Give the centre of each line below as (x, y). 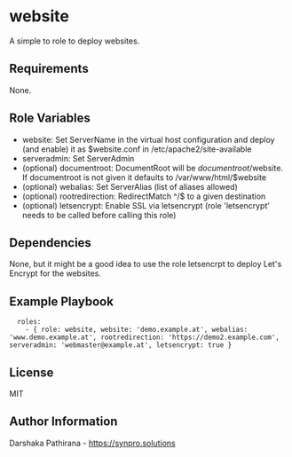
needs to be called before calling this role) (99, 215)
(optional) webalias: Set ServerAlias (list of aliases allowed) (130, 186)
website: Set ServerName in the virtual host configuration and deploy (148, 139)
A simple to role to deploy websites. (75, 41)
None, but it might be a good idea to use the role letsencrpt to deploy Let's (146, 264)
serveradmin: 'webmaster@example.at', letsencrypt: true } (121, 345)
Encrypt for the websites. (55, 273)
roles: (29, 322)
